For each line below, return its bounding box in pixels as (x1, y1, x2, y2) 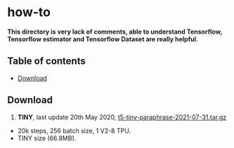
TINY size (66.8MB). (17, 134, 77, 142)
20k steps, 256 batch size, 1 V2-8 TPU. (17, 126, 131, 135)
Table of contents (7, 55, 86, 67)
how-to (7, 4, 51, 20)
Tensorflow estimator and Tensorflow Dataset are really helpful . (7, 34, 198, 43)
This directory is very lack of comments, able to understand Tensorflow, (7, 27, 223, 36)
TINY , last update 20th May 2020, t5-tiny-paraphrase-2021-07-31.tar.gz (17, 113, 227, 121)
